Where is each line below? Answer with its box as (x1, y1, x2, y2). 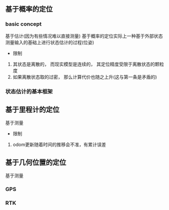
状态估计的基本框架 (5, 88, 53, 95)
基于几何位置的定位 (5, 158, 66, 166)
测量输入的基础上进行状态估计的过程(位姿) (5, 39, 95, 45)
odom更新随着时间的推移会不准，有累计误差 (12, 141, 106, 148)
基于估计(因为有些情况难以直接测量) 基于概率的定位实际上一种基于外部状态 (5, 33, 163, 39)
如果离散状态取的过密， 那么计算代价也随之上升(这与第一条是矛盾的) (12, 74, 157, 80)
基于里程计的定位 (5, 106, 60, 114)
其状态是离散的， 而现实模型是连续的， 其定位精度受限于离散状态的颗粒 (12, 61, 164, 67)
